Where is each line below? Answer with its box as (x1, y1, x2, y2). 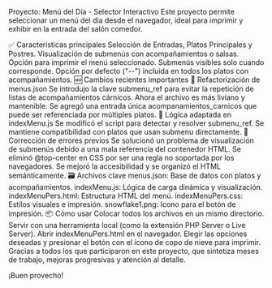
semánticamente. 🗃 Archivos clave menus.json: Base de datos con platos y (8, 170, 261, 180)
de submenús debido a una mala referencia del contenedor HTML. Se (8, 144, 242, 153)
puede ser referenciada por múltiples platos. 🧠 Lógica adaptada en (8, 110, 231, 119)
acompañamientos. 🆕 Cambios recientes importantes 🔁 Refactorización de (8, 75, 261, 84)
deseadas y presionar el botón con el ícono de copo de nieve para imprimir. (8, 238, 261, 247)
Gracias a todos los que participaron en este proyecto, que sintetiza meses (8, 247, 260, 256)
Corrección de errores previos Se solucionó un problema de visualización (8, 135, 254, 145)
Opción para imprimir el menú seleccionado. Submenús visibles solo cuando (8, 58, 265, 67)
